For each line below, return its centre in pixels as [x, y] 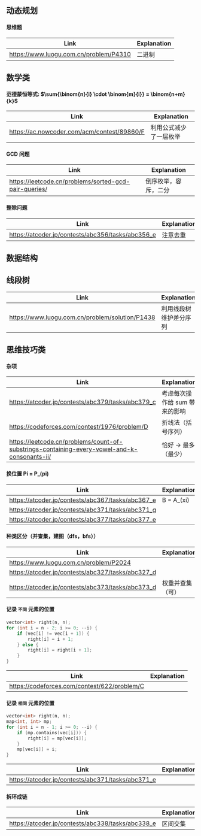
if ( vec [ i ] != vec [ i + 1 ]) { [53, 634]
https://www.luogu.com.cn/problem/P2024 [70, 562]
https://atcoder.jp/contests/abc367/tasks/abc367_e [83, 500]
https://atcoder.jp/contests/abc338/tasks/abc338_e [83, 823]
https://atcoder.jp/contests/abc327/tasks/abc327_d [83, 572]
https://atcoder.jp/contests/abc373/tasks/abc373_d [83, 587]
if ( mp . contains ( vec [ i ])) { [52, 732]
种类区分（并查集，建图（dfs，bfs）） [52, 536]
